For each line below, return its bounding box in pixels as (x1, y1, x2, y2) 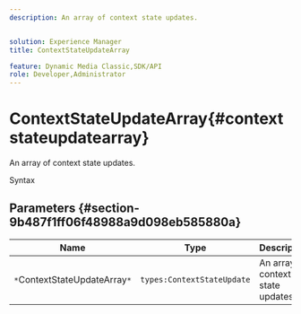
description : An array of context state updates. (9, 13, 199, 22)
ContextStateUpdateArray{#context (9, 109, 284, 129)
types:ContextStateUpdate (140, 275, 251, 284)
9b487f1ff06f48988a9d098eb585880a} (9, 214, 242, 230)
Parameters (9, 201, 76, 216)
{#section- (77, 201, 141, 216)
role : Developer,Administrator (9, 70, 126, 79)
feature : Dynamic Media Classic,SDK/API (9, 62, 163, 71)
